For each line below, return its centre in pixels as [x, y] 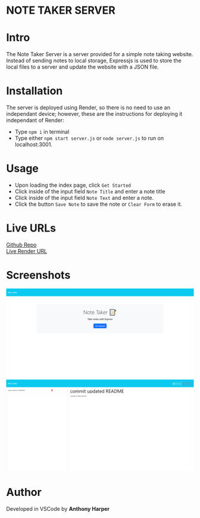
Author [24, 492]
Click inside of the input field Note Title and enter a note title [90, 191]
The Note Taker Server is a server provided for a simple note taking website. [100, 54]
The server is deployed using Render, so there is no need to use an [88, 107]
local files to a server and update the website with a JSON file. [82, 67]
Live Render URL [27, 251]
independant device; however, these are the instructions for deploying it [94, 114]
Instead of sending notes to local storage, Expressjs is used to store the [94, 61]
